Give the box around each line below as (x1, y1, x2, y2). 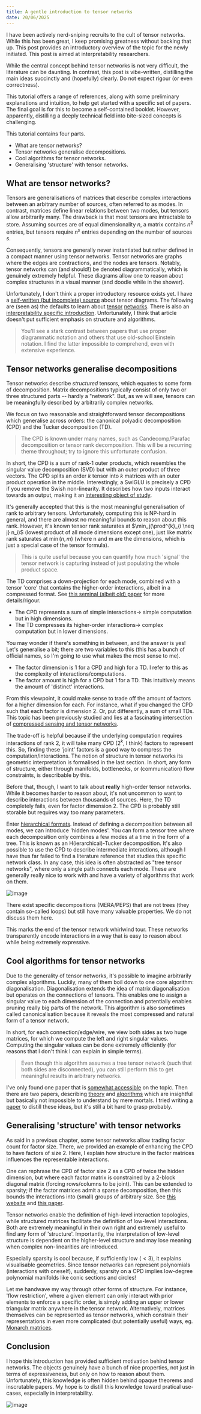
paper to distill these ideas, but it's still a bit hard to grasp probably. (6, 1103, 173, 1110)
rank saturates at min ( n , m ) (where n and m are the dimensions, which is (6, 535, 185, 543)
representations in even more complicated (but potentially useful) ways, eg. (6, 1317, 193, 1325)
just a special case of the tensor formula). (6, 541, 109, 549)
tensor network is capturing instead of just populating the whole (20, 559, 180, 567)
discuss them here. (6, 914, 54, 921)
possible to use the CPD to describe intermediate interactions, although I (6, 846, 186, 853)
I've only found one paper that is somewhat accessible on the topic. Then (6, 1083, 188, 1091)
